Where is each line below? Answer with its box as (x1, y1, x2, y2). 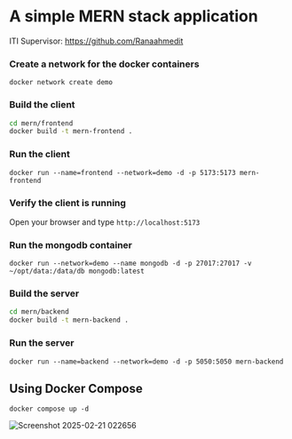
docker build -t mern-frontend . (9, 127, 133, 136)
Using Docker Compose (9, 380, 144, 396)
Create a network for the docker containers (9, 58, 200, 70)
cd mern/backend (9, 307, 69, 316)
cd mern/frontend (9, 118, 74, 128)
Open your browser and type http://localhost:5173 (9, 216, 201, 227)
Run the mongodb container (9, 238, 133, 251)
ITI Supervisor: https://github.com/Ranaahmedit (9, 36, 184, 46)
